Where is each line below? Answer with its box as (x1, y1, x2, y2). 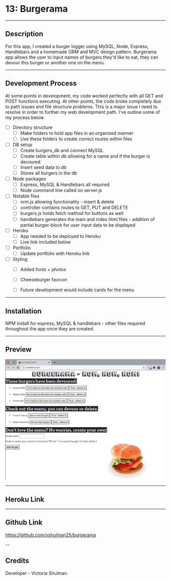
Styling (12, 256, 28, 262)
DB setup (12, 141, 32, 148)
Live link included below (20, 238, 71, 245)
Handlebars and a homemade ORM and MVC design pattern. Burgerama (5, 49, 157, 55)
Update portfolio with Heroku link (20, 250, 90, 256)
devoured (20, 159, 41, 165)
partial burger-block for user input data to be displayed (20, 222, 136, 228)
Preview (5, 345, 32, 354)
